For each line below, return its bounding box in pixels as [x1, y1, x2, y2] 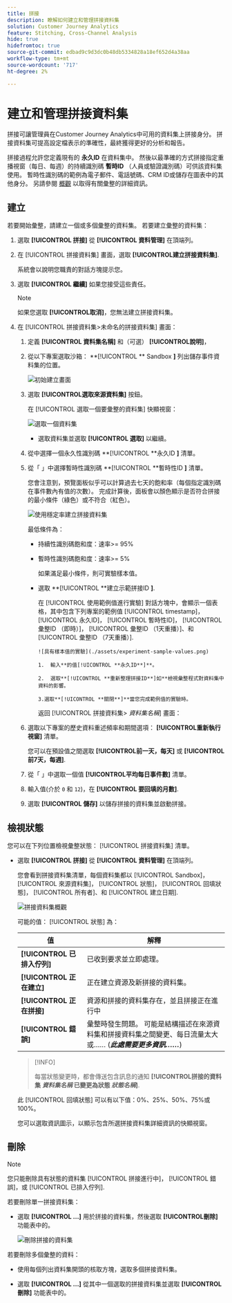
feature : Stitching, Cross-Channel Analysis [7, 29, 137, 37]
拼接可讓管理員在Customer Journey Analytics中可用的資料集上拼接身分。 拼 [7, 130, 223, 138]
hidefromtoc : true [7, 42, 60, 49]
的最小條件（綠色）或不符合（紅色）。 [27, 496, 134, 504]
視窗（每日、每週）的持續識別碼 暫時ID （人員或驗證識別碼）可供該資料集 [12, 162, 222, 170]
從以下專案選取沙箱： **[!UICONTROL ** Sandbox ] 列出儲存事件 [27, 352, 214, 360]
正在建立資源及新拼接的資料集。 [86, 978, 191, 988]
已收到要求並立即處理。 [86, 954, 164, 964]
